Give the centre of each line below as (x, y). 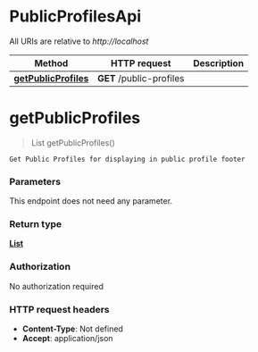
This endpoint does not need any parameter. (91, 201)
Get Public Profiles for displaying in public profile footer (127, 159)
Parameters (35, 181)
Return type (36, 224)
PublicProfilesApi (75, 17)
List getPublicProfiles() (73, 142)
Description (218, 63)
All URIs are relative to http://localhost (79, 41)
